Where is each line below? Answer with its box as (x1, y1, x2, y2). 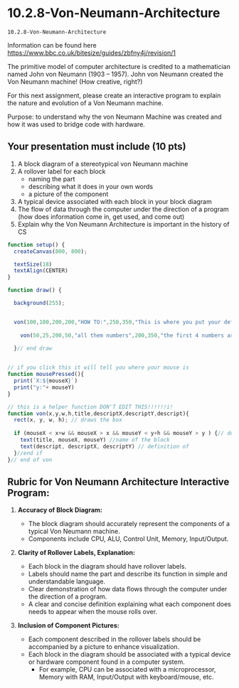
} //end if (14, 449, 43, 456)
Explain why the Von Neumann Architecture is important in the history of (17, 220, 230, 228)
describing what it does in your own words (28, 182, 154, 190)
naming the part (28, 174, 75, 183)
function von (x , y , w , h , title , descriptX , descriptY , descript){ (7, 410, 190, 417)
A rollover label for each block (17, 167, 106, 176)
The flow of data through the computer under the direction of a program (17, 205, 229, 213)
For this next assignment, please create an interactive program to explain (7, 91, 221, 100)
